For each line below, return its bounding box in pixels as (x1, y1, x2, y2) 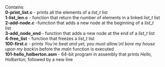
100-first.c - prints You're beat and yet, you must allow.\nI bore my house (5, 41, 155, 46)
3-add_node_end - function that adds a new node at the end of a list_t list (5, 31, 155, 36)
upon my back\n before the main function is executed (5, 46, 114, 52)
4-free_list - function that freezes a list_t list (5, 35, 95, 41)
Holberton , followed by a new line (5, 57, 73, 62)
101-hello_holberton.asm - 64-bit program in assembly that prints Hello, (5, 51, 152, 57)
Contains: (5, 4, 25, 10)
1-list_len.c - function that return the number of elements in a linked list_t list (5, 15, 161, 20)
